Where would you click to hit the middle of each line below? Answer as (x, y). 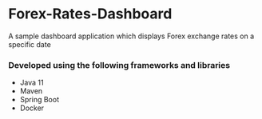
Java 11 (32, 83)
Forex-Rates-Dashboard (90, 14)
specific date (30, 44)
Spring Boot (40, 100)
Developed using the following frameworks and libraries (119, 65)
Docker (32, 108)
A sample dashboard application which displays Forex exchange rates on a (131, 36)
